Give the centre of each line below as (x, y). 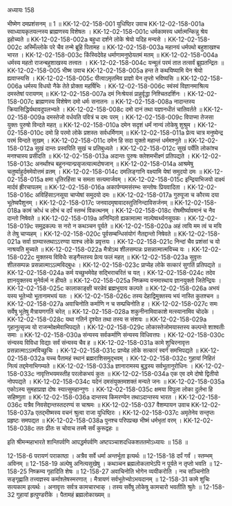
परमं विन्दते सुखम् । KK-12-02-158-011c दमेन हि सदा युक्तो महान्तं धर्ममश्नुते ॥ (97, 140)
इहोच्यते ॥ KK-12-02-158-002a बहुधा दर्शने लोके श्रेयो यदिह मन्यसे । (87, 39)
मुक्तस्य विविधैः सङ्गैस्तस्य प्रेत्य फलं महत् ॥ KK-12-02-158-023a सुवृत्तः (119, 257)
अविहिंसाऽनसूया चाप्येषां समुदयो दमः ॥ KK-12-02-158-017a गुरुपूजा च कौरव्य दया (127, 195)
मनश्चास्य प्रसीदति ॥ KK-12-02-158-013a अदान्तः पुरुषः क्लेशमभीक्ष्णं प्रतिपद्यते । (99, 156)
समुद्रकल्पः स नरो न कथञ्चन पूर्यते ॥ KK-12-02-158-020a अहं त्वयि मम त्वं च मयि (128, 226)
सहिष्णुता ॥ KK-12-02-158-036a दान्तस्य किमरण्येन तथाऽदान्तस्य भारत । (92, 397)
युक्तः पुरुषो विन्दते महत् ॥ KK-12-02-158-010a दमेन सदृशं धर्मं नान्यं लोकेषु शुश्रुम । (102, 125)
